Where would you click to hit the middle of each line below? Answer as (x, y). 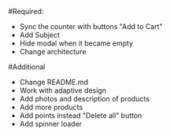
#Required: (26, 11)
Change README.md (54, 82)
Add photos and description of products (84, 99)
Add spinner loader (51, 124)
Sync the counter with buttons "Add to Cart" (91, 26)
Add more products (51, 107)
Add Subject (40, 35)
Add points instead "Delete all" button (81, 116)
